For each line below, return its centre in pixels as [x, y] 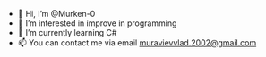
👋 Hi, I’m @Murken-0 [56, 14]
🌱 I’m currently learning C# [67, 33]
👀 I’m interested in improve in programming [97, 23]
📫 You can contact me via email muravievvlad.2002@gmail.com [137, 43]
